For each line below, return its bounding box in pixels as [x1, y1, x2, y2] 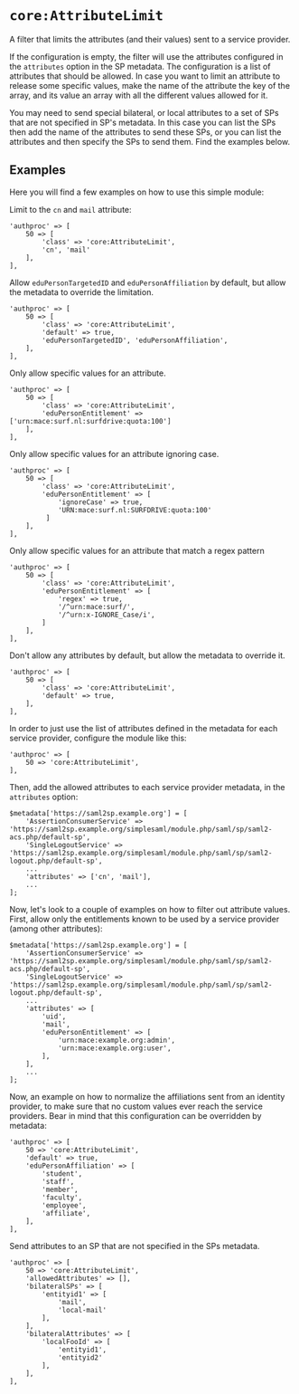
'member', [42, 1185, 79, 1194]
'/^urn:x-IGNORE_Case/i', [57, 610, 155, 619]
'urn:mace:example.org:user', [57, 1044, 172, 1053]
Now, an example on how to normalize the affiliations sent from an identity [9, 1091, 285, 1102]
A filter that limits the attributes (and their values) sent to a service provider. [9, 33, 291, 44]
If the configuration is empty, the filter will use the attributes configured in [9, 51, 284, 62]
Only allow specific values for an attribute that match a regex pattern [9, 545, 265, 556]
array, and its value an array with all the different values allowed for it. [9, 90, 268, 100]
